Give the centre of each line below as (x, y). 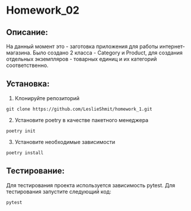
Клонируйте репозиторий (47, 98)
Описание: (27, 32)
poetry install (25, 153)
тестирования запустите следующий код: (59, 191)
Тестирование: (36, 171)
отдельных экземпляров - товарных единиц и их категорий (82, 59)
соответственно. (27, 65)
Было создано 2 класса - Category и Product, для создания (107, 53)
